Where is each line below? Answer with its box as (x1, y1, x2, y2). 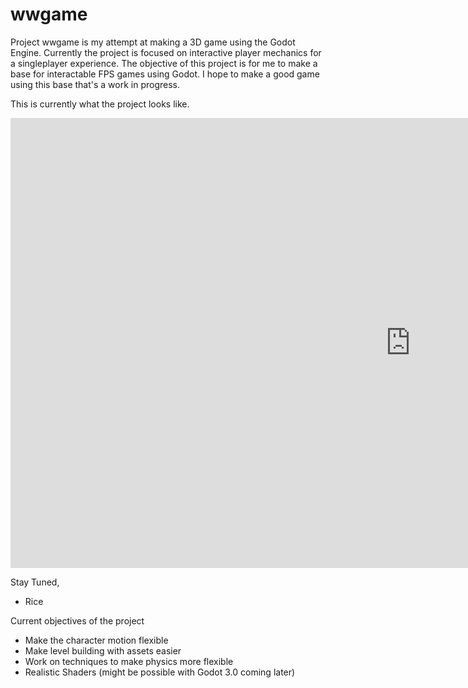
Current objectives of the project (10, 614, 145, 627)
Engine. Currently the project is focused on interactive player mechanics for (10, 46, 322, 58)
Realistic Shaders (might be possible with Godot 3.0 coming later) (24, 666, 296, 678)
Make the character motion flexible (24, 634, 169, 646)
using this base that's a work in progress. (10, 78, 181, 90)
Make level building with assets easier (24, 644, 182, 657)
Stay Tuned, (10, 576, 60, 588)
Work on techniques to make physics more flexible (24, 655, 234, 667)
